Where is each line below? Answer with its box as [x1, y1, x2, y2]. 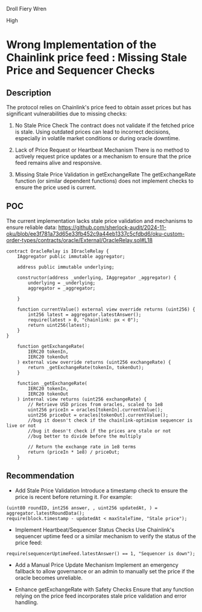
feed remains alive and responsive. [14, 159, 103, 166]
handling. [14, 598, 39, 606]
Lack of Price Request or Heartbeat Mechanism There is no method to [14, 146, 190, 153]
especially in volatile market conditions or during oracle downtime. [14, 135, 180, 141]
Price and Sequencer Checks [6, 63, 155, 77]
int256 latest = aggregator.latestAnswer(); [28, 311, 142, 318]
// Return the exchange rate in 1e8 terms [28, 443, 136, 449]
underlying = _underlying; [28, 280, 96, 286]
